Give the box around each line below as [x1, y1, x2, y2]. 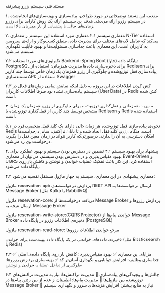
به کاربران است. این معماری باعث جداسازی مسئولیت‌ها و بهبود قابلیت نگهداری [5, 43, 148, 49]
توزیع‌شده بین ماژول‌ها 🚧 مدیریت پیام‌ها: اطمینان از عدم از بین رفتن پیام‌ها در [5, 277, 143, 283]
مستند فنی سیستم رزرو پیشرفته [5, 3, 64, 9]
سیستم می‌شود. [5, 48, 35, 54]
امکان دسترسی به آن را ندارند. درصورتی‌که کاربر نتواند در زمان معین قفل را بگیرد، [5, 133, 155, 139]
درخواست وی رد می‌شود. [5, 138, 52, 144]
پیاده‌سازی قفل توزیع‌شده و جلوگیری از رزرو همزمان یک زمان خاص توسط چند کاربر [5, 68, 157, 74]
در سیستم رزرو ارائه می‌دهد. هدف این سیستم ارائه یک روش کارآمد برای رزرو [5, 18, 146, 24]
